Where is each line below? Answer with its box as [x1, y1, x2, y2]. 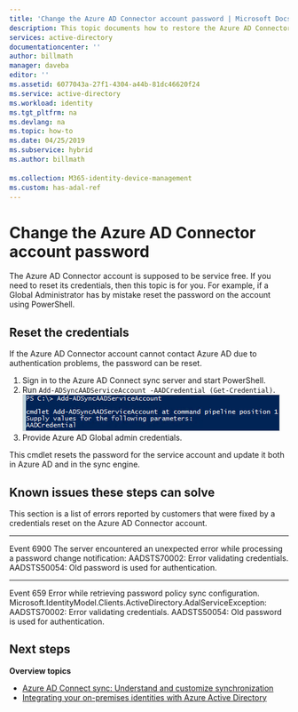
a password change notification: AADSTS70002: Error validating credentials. [9, 552, 289, 564]
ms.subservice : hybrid [9, 146, 93, 155]
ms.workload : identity [9, 99, 93, 108]
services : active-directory [9, 33, 114, 42]
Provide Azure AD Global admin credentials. [21, 432, 183, 444]
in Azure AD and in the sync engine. [9, 459, 140, 470]
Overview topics [9, 665, 72, 676]
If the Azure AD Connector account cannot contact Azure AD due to [9, 348, 257, 359]
